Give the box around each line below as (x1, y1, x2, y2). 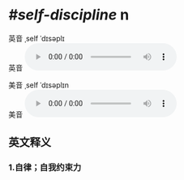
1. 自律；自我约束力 (8, 162, 82, 174)
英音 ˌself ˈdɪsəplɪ (8, 33, 65, 43)
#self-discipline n (8, 6, 130, 24)
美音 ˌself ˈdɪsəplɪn (8, 79, 69, 90)
